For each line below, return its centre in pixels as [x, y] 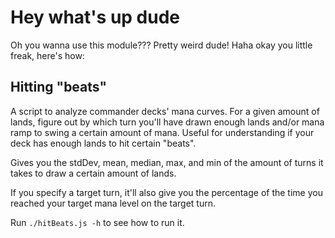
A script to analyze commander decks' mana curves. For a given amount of [165, 111]
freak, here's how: [47, 55]
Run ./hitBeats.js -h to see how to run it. [97, 222]
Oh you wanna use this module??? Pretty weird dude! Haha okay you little [161, 45]
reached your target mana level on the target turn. [113, 203]
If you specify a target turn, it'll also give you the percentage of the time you [166, 192]
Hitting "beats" [58, 87]
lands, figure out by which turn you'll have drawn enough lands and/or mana [167, 122]
